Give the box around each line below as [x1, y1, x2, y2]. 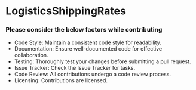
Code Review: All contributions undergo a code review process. [14, 70, 171, 78]
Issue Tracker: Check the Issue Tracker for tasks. [14, 64, 136, 72]
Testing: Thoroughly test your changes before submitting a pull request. [14, 58, 191, 65]
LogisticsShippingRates [5, 4, 127, 18]
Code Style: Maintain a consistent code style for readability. [14, 39, 162, 46]
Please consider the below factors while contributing [5, 26, 163, 34]
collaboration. [14, 52, 48, 59]
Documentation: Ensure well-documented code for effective [14, 45, 163, 52]
